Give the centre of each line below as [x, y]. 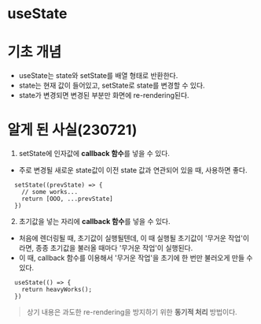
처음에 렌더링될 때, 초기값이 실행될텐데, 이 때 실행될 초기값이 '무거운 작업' [130, 238]
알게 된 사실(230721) [72, 130]
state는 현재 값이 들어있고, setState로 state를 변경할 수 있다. [112, 86]
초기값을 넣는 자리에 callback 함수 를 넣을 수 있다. [94, 222]
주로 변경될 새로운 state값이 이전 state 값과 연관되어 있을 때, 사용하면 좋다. [133, 170]
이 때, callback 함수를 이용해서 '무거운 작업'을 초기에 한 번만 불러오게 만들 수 [136, 258]
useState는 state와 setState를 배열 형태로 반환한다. [98, 76]
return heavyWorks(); [57, 290]
